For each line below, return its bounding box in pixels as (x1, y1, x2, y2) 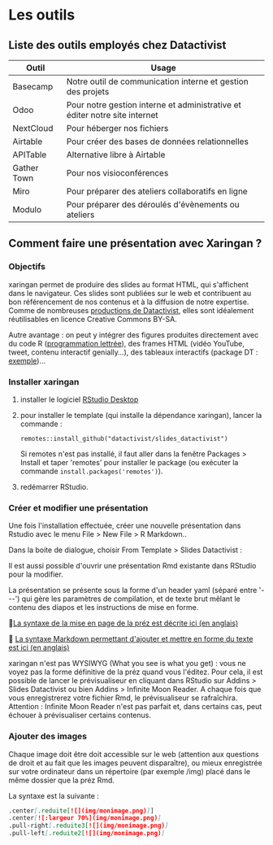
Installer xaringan (8, 376, 80, 387)
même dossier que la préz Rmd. (8, 775, 115, 785)
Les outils (8, 6, 76, 24)
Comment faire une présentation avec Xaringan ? (8, 237, 262, 250)
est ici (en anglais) (8, 642, 70, 652)
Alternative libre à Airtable (66, 149, 166, 160)
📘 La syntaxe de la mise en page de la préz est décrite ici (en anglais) (8, 618, 239, 628)
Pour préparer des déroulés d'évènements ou (66, 199, 240, 210)
